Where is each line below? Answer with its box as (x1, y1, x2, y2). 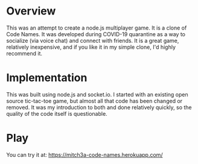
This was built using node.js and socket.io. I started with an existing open (6, 90, 188, 98)
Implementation (6, 71, 88, 85)
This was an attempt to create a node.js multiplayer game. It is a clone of (6, 24, 187, 31)
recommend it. (6, 49, 43, 57)
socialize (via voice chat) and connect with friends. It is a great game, (6, 37, 179, 44)
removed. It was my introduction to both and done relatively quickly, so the (6, 104, 192, 111)
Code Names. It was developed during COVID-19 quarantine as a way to (6, 30, 186, 37)
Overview (6, 4, 56, 18)
